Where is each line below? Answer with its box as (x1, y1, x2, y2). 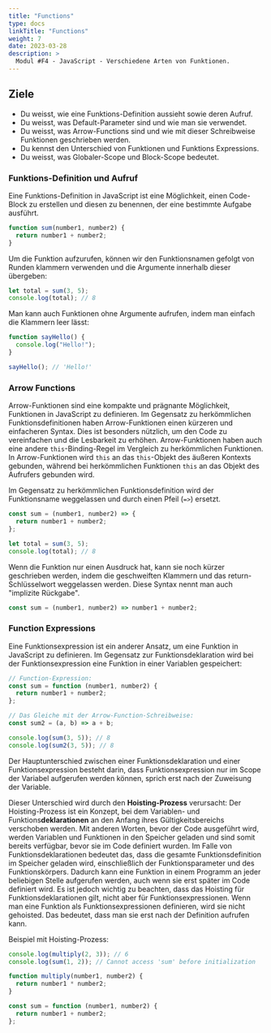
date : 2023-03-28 (8, 42, 67, 50)
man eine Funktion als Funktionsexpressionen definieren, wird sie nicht (8, 901, 246, 911)
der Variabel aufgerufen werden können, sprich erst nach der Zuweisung (8, 773, 252, 783)
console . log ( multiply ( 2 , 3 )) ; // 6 (8, 950, 129, 958)
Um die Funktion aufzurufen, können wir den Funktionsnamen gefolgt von (8, 254, 255, 263)
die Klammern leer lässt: (8, 318, 89, 328)
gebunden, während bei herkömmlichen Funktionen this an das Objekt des (8, 461, 260, 471)
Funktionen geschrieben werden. (19, 135, 131, 145)
